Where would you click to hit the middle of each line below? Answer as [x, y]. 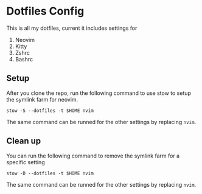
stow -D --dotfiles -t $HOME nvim [50, 173]
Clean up [24, 141]
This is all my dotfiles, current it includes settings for [72, 28]
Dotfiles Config [45, 11]
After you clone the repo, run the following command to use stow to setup [99, 93]
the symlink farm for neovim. [42, 99]
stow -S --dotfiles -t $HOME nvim [50, 111]
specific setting [26, 162]
